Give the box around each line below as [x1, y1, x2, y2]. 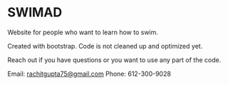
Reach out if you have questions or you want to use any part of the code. [7, 55, 222, 64]
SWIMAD [7, 4, 63, 21]
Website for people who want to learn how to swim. [7, 28, 159, 36]
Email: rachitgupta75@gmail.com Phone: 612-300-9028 [7, 69, 171, 78]
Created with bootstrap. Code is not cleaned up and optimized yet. [7, 41, 203, 50]
